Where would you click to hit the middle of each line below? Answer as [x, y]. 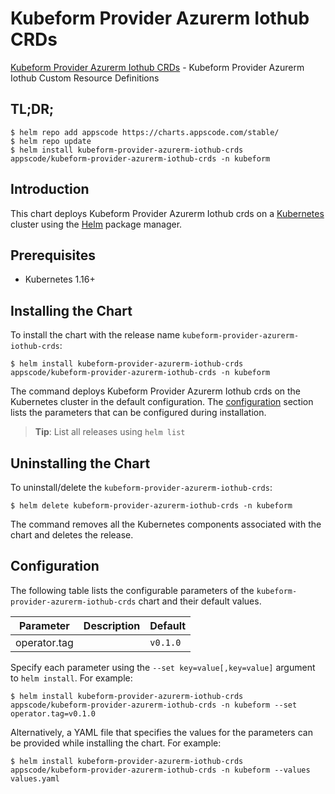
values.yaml [35, 778]
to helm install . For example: [71, 678]
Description [112, 625]
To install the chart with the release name [95, 335]
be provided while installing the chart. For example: [116, 743]
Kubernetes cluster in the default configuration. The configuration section [162, 402]
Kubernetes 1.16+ [60, 279]
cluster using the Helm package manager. [96, 224]
